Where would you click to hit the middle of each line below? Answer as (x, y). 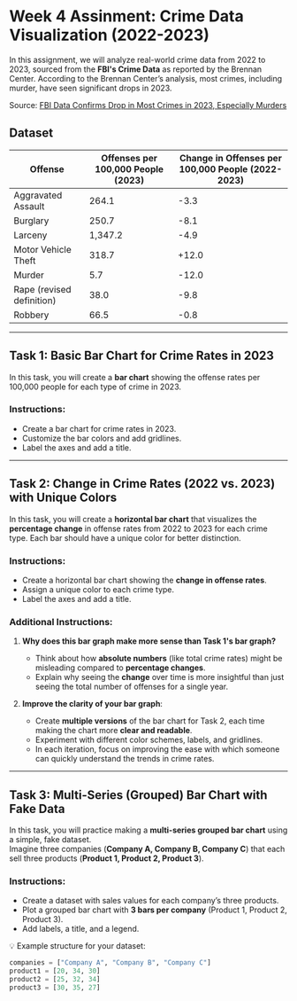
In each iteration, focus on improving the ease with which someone (157, 749)
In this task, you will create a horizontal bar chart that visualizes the (133, 519)
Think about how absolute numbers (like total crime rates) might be (159, 659)
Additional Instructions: (61, 622)
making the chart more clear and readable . (114, 731)
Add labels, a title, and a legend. (80, 929)
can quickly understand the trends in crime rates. (125, 759)
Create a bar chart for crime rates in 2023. (99, 428)
